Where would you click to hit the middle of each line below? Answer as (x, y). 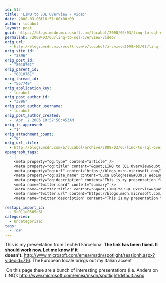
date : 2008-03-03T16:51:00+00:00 (40, 19)
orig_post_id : (20, 60)
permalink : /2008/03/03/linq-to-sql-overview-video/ (61, 38)
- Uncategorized (26, 221)
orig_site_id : (20, 51)
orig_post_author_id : (27, 97)
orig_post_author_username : (34, 106)
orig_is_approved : (24, 125)
